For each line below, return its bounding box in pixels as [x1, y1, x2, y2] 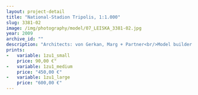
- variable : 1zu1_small [6, 53, 70, 58]
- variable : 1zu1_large [6, 74, 70, 80]
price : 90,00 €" [17, 58, 58, 64]
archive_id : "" [6, 36, 44, 42]
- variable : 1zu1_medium [6, 63, 73, 70]
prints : [6, 47, 25, 53]
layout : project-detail [6, 8, 65, 15]
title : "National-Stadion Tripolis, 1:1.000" [6, 14, 120, 20]
